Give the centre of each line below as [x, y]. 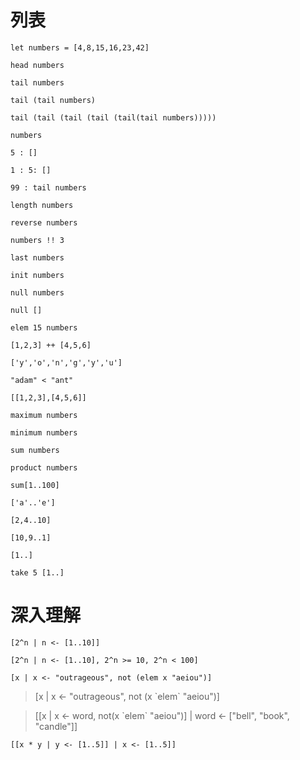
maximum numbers [44, 415]
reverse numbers [44, 222]
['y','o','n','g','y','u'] [66, 362]
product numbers [44, 467]
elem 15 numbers [44, 327]
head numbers [37, 65]
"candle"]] [56, 726]
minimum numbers [44, 432]
